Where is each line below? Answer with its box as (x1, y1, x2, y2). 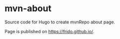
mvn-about (4, 3, 52, 14)
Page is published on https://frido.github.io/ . (4, 28, 94, 34)
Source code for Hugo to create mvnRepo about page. (4, 19, 116, 25)
